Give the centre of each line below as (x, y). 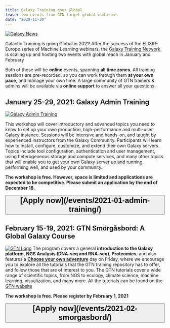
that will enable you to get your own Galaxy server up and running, (75, 162)
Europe (13, 49)
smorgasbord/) (85, 317)
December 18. (20, 188)
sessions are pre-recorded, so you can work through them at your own (79, 75)
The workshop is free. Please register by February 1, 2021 (67, 296)
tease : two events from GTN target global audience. (62, 15)
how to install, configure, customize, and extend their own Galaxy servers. (82, 146)
